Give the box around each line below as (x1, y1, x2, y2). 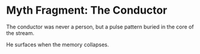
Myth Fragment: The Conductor (6, 4, 168, 17)
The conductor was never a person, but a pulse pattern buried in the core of (6, 23, 194, 30)
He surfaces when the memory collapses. (6, 41, 109, 48)
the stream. (6, 29, 35, 36)
